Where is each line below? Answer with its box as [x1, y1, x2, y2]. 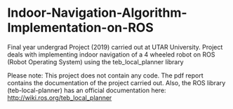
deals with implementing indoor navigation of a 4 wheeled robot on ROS [7, 50, 215, 59]
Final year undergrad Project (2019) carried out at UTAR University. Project [7, 43, 223, 51]
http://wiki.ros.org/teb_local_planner [7, 93, 112, 102]
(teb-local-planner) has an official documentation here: [7, 86, 166, 94]
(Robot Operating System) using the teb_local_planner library [7, 57, 184, 66]
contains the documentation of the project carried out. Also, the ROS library [7, 78, 226, 87]
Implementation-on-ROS [7, 20, 154, 36]
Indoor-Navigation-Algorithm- [7, 5, 187, 21]
